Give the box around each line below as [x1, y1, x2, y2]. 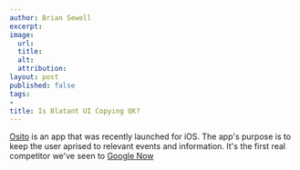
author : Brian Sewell [9, 13, 92, 23]
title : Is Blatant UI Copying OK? [9, 106, 141, 115]
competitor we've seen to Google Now [9, 151, 154, 162]
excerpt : [9, 22, 43, 31]
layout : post [9, 73, 59, 82]
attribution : [17, 65, 67, 74]
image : [9, 30, 35, 39]
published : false [9, 81, 76, 90]
